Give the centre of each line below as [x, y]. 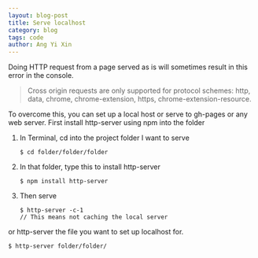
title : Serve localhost [47, 23]
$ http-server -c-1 [52, 210]
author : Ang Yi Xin [40, 45]
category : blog [33, 30]
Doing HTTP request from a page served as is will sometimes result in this [128, 67]
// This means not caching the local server [94, 217]
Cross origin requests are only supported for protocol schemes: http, [139, 90]
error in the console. [41, 76]
